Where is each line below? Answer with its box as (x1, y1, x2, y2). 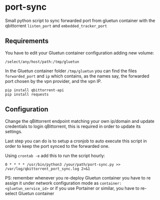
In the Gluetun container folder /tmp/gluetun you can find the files (5, 68, 137, 74)
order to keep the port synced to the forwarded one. (5, 143, 110, 149)
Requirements (5, 37, 49, 45)
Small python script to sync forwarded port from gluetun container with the (5, 18, 156, 23)
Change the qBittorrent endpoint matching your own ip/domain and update (5, 118, 155, 124)
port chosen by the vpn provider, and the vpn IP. (5, 78, 102, 84)
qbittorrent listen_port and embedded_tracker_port (5, 22, 107, 28)
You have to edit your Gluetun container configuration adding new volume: (5, 50, 154, 56)
